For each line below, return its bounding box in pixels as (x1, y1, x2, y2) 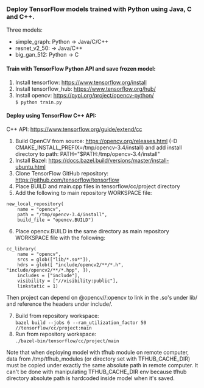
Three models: (6, 26, 43, 34)
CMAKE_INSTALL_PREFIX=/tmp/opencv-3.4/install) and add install (15, 144, 182, 151)
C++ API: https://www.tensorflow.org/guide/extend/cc (6, 125, 142, 133)
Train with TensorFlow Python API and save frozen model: (6, 65, 157, 72)
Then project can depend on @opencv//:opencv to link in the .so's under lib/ (6, 294, 198, 301)
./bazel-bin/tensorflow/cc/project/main (15, 337, 119, 344)
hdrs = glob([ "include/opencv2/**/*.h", (17, 261, 124, 268)
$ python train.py (15, 99, 62, 105)
